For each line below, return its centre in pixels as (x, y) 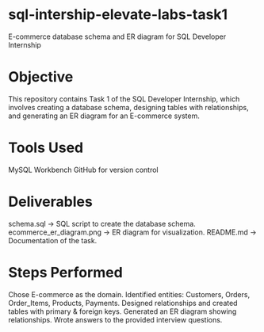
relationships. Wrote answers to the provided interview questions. (115, 319)
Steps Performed (65, 272)
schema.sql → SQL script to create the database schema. (102, 223)
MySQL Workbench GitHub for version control (83, 170)
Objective (41, 77)
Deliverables (50, 202)
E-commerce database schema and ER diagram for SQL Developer (117, 36)
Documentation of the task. (53, 240)
